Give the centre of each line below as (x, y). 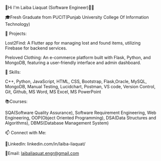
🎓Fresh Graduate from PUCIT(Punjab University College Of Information (77, 17)
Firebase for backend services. (36, 48)
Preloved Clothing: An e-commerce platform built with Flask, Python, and (78, 57)
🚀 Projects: (16, 33)
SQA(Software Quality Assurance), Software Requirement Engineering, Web (81, 113)
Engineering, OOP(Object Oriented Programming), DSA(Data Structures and (81, 118)
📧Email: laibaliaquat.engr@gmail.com (42, 153)
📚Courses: (16, 101)
